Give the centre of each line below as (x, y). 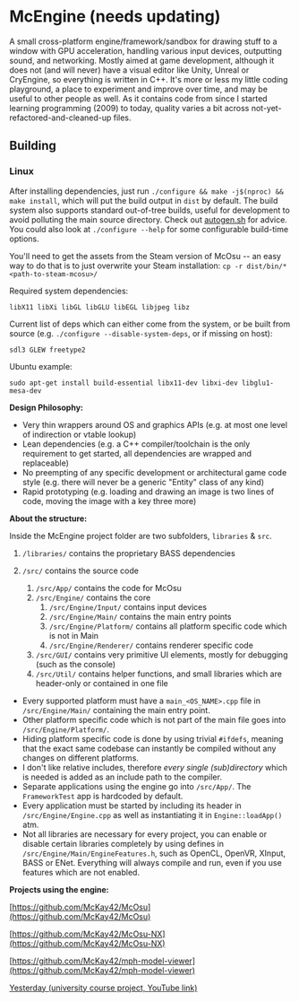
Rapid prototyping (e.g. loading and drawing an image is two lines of (148, 492)
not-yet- (266, 108)
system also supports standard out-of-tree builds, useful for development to (150, 210)
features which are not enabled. (81, 872)
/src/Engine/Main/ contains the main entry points (140, 616)
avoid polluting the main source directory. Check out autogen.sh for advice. (149, 219)
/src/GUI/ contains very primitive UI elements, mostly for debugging (162, 654)
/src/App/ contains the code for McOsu (108, 588)
